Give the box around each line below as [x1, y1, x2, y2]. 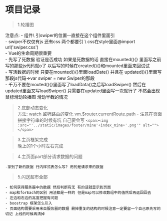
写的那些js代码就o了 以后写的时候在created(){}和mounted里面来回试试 [5, 63, 150, 69]
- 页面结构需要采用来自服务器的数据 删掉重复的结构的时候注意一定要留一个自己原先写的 [5, 206, 161, 211]
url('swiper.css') [5, 44, 38, 50]
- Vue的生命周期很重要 [5, 50, 52, 56]
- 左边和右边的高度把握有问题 [5, 195, 58, 200]
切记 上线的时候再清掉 [5, 211, 45, 216]
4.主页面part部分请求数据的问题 [17, 153, 83, 159]
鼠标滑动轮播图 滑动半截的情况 [5, 94, 68, 100]
